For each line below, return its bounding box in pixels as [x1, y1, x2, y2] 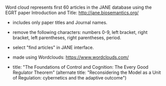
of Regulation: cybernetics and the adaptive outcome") [12, 75, 127, 80]
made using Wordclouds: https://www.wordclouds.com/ [12, 54, 129, 60]
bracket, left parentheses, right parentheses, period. [12, 35, 122, 40]
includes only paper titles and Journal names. [12, 20, 107, 25]
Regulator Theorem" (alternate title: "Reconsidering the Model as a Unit [12, 69, 161, 75]
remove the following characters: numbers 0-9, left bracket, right [12, 29, 148, 35]
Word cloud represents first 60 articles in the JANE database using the [5, 5, 152, 10]
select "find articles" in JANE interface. [12, 45, 94, 50]
